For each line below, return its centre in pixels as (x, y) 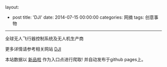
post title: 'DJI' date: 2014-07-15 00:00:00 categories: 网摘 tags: (78, 17)
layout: (12, 7)
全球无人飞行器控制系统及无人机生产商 (44, 38)
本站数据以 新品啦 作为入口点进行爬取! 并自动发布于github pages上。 (76, 59)
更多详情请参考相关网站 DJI (33, 49)
